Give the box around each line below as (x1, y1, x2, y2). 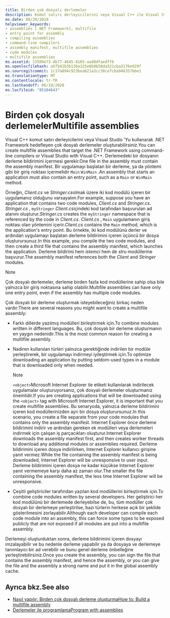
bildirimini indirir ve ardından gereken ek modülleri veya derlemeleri (12, 425, 153, 431)
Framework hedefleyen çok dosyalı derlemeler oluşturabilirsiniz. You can (5, 142, 155, 148)
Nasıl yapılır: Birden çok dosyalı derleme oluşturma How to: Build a (12, 596, 150, 602)
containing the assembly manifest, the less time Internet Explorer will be (12, 473, 163, 479)
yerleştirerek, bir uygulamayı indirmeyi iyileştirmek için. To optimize (12, 351, 152, 357)
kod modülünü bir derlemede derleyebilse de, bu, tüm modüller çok (12, 499, 153, 505)
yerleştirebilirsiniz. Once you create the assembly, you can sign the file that (5, 552, 160, 558)
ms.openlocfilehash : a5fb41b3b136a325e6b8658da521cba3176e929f (5, 64, 142, 69)
